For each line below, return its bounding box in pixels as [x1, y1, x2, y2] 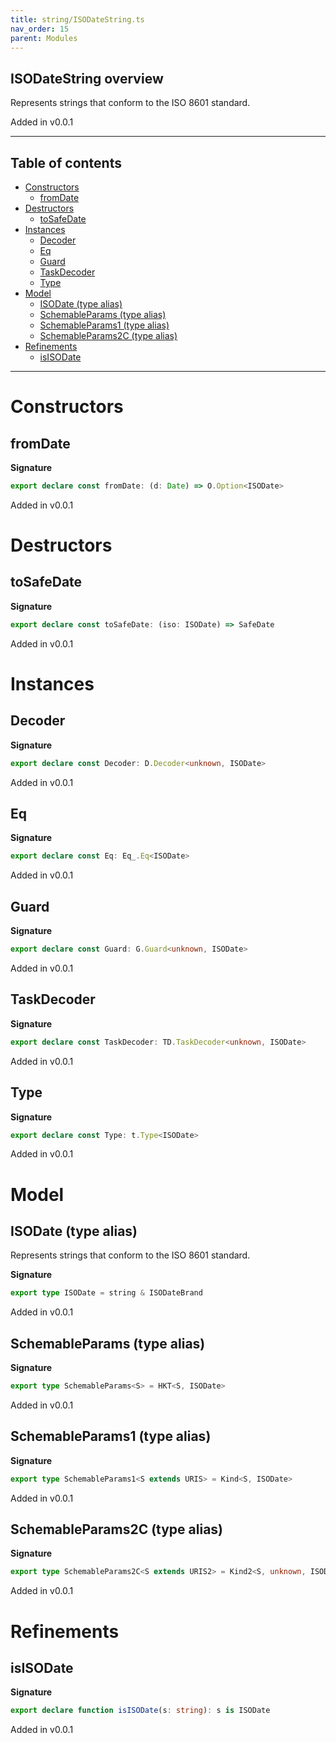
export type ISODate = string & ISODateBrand [10, 1288, 203, 1298]
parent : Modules [10, 33, 78, 43]
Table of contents [10, 154, 122, 171]
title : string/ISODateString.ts [10, 14, 145, 25]
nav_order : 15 [10, 24, 70, 34]
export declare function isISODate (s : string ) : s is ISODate [10, 1706, 271, 1716]
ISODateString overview [10, 70, 164, 87]
